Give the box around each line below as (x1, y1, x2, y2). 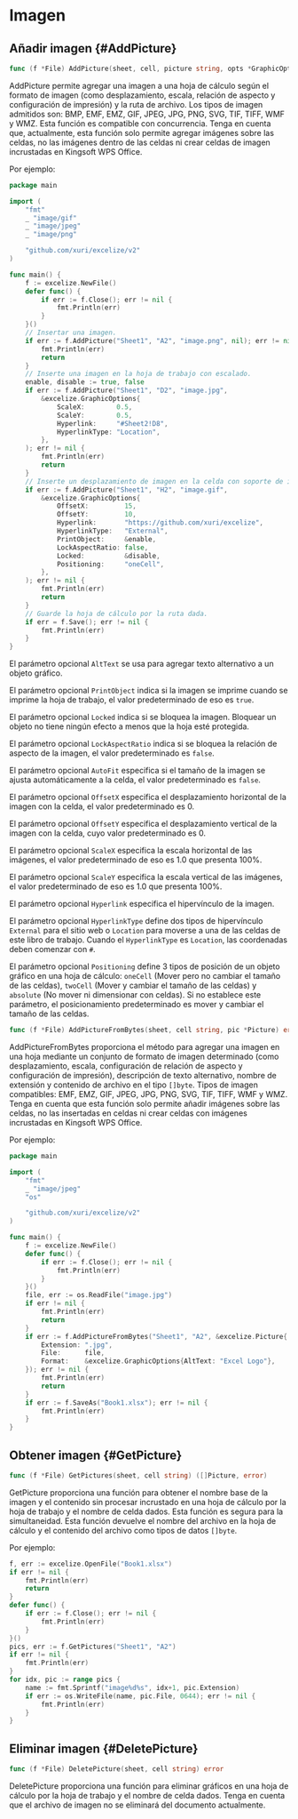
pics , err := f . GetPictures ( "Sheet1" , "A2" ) (9, 1642, 176, 1651)
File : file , (41, 1349, 105, 1358)
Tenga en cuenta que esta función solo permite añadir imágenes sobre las (9, 1099, 281, 1109)
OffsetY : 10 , (56, 510, 137, 519)
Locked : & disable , (56, 551, 161, 560)
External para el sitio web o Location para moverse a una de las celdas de (9, 926, 281, 936)
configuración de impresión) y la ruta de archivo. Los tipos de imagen (9, 99, 263, 109)
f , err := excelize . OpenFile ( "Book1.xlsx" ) (9, 1559, 173, 1568)
